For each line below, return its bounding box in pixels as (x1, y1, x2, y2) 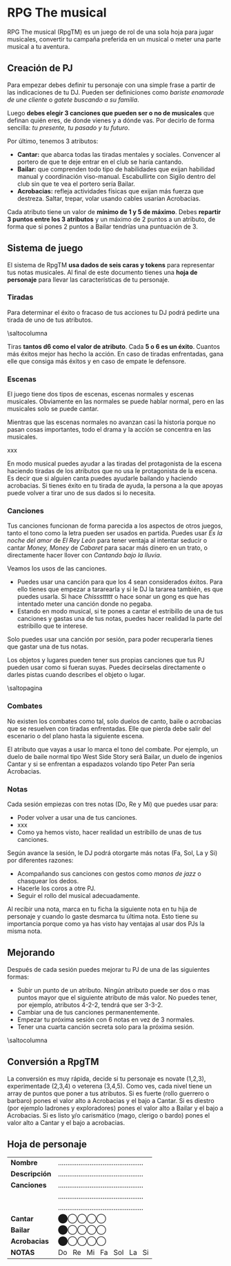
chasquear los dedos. (17, 877, 79, 885)
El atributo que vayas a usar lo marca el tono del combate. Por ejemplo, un (7, 745, 219, 754)
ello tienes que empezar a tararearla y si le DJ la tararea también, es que (17, 585, 223, 593)
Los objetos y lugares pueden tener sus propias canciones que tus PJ (7, 656, 205, 664)
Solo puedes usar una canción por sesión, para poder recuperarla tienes (7, 635, 214, 644)
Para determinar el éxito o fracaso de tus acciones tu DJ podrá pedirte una (7, 308, 220, 316)
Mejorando (7, 947, 55, 959)
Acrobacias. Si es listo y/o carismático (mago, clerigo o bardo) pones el (7, 1111, 210, 1120)
